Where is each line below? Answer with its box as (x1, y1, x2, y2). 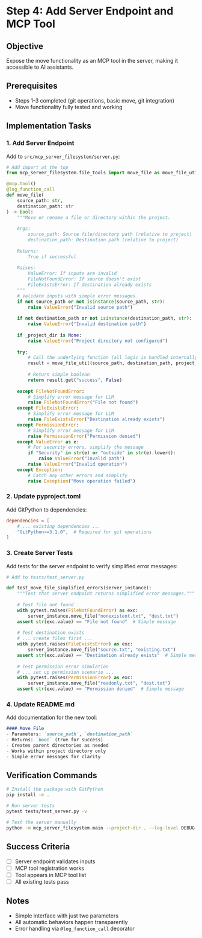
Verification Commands (6, 770, 97, 781)
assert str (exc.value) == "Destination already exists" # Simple (17, 652, 187, 658)
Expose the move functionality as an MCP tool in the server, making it (6, 57, 179, 64)
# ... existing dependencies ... (17, 523, 101, 529)
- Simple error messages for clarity (6, 753, 101, 759)
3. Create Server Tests (6, 549, 73, 557)
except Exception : (17, 466, 63, 473)
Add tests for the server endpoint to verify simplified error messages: (6, 562, 178, 569)
